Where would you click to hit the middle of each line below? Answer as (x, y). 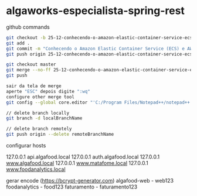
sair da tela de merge (34, 86)
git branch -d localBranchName (44, 118)
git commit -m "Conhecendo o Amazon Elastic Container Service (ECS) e (95, 49)
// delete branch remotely (39, 129)
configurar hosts (26, 146)
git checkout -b (26, 37)
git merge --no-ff (28, 70)
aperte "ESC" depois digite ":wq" (48, 91)
